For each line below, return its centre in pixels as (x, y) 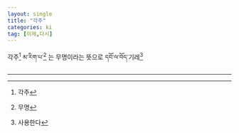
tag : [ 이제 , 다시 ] (30, 34)
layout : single (30, 14)
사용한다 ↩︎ (33, 122)
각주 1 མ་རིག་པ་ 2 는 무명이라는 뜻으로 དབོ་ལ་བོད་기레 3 (75, 56)
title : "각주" (27, 21)
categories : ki (30, 27)
